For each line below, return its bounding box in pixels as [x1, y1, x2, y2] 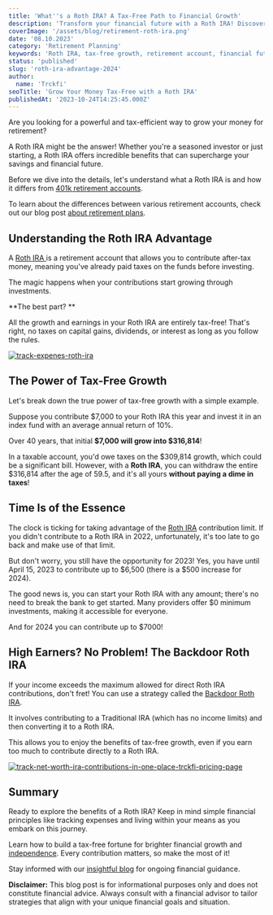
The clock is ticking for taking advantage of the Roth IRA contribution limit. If [8, 522, 264, 533]
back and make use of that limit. [8, 540, 115, 550]
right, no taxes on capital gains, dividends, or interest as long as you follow [8, 326, 258, 336]
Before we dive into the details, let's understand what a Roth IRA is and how [8, 175, 262, 185]
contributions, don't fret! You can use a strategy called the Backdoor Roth [8, 688, 255, 698]
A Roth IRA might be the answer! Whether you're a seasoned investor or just [8, 142, 263, 151]
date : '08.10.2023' [8, 34, 75, 43]
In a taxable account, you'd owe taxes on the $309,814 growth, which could [8, 451, 262, 461]
